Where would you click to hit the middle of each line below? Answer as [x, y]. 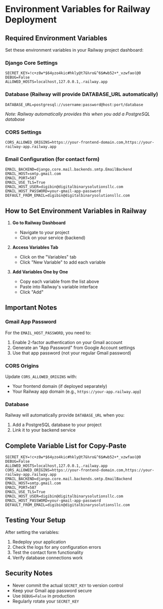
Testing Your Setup [36, 520]
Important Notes [31, 307]
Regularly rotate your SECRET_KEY [46, 601]
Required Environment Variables [56, 38]
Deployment [31, 20]
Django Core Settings [32, 63]
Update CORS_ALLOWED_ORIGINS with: [41, 376]
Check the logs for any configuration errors [57, 547]
